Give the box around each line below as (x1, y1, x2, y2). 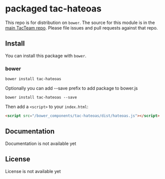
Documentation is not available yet (5, 140, 76, 146)
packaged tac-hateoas (5, 3, 101, 14)
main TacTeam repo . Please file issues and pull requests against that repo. (5, 24, 158, 30)
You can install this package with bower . (5, 52, 86, 58)
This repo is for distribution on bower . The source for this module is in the (5, 19, 155, 25)
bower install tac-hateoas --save (5, 95, 77, 100)
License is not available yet (5, 168, 61, 174)
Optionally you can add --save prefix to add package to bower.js (5, 85, 138, 91)
